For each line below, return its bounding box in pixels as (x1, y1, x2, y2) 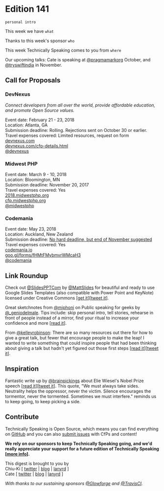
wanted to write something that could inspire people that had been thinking (5, 340, 157, 346)
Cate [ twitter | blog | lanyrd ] (5, 471, 64, 477)
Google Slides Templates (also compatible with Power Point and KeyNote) (5, 290, 154, 296)
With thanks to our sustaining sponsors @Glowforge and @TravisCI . (5, 480, 143, 486)
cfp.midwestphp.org (5, 197, 46, 203)
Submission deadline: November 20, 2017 (5, 181, 89, 187)
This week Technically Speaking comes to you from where (5, 47, 121, 53)
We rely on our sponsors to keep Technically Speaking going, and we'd (5, 440, 153, 446)
